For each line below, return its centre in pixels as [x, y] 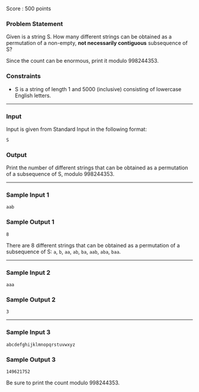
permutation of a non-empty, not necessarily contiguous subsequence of [97, 43]
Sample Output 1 [30, 222]
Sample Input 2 [28, 272]
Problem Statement [35, 24]
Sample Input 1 [28, 195]
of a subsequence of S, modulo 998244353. [60, 174]
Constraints [24, 76]
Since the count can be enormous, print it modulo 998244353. [82, 61]
